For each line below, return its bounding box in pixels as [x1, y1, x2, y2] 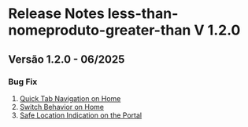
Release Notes [8, 5, 105, 23]
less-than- [107, 5, 179, 23]
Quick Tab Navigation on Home [19, 93, 121, 103]
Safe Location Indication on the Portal [19, 111, 143, 120]
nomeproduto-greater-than [8, 21, 191, 39]
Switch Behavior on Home [19, 102, 105, 111]
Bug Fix [8, 76, 38, 87]
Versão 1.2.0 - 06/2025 [8, 53, 125, 66]
